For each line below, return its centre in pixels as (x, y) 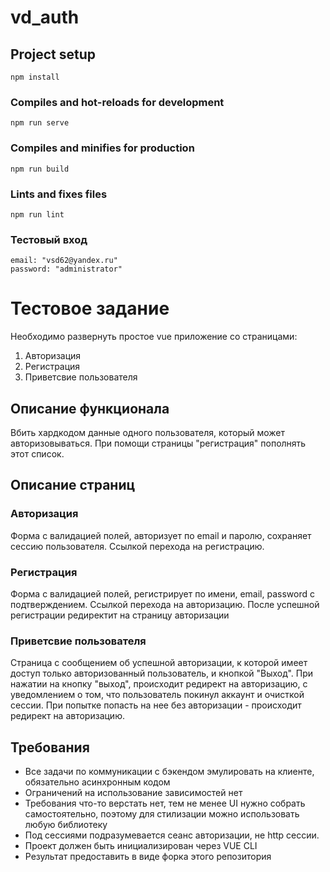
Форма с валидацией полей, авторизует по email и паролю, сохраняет (161, 535)
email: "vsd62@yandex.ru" (64, 261)
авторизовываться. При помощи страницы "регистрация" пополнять (158, 443)
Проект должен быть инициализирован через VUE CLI (141, 846)
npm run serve (40, 123)
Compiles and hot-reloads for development (117, 102)
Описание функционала (90, 408)
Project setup (53, 54)
